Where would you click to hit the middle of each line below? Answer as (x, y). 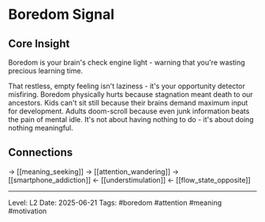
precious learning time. (46, 71)
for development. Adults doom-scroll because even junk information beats (129, 111)
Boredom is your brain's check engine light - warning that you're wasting (127, 62)
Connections (41, 152)
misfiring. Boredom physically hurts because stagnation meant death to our (131, 94)
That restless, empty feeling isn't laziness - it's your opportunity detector (127, 86)
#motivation (28, 211)
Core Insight (39, 44)
